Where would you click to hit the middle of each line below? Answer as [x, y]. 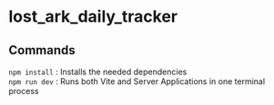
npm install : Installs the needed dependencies [98, 72]
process [24, 91]
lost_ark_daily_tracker [93, 17]
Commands [42, 50]
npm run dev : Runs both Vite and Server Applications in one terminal [137, 81]
